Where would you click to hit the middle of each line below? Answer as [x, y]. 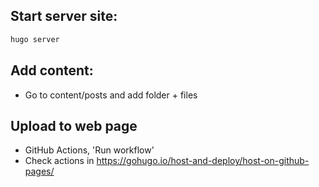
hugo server [35, 39]
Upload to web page [74, 125]
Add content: [52, 70]
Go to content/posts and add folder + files [111, 95]
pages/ [39, 171]
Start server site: [64, 16]
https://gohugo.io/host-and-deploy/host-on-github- [203, 161]
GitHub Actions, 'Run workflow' [89, 150]
